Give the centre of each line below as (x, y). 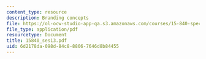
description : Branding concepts (48, 18)
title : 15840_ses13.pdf (37, 41)
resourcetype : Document (37, 35)
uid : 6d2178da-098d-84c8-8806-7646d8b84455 (63, 47)
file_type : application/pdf (42, 29)
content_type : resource (37, 12)
